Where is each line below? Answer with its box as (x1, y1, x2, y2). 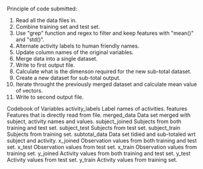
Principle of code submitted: (7, 5, 77, 12)
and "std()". (15, 36, 45, 43)
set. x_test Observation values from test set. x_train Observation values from (7, 144, 198, 150)
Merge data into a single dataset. (15, 55, 98, 62)
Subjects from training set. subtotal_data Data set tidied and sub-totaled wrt (7, 131, 196, 138)
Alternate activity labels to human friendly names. (15, 42, 140, 49)
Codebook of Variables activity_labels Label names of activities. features (7, 105, 188, 112)
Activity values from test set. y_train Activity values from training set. (7, 156, 178, 163)
